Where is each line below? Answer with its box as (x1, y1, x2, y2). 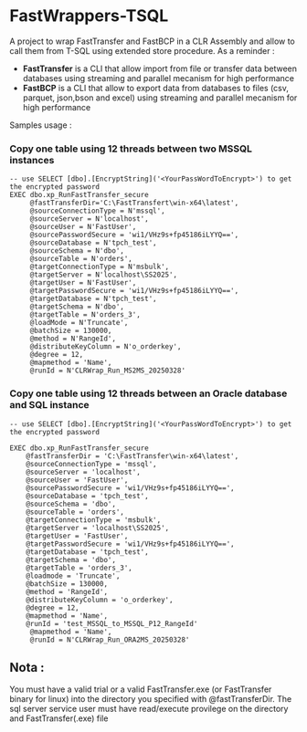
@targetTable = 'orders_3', (26, 563, 132, 572)
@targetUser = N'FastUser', (29, 278, 137, 288)
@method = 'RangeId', (26, 587, 108, 596)
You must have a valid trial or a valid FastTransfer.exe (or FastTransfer (9, 684, 272, 695)
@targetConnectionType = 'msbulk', (26, 515, 162, 525)
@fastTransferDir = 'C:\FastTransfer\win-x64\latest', (26, 451, 239, 461)
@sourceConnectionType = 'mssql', (26, 459, 157, 468)
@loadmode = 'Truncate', (26, 571, 121, 580)
